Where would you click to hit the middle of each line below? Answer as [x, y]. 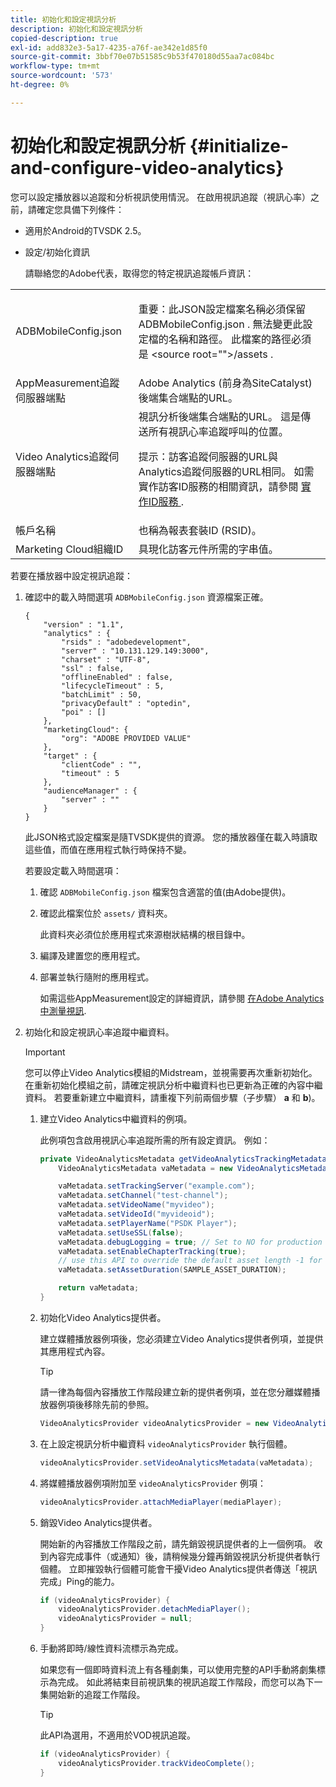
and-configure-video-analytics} [147, 167]
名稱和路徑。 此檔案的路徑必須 [240, 339]
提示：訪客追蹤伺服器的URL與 [208, 456]
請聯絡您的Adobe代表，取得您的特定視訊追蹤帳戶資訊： [139, 273]
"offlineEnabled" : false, [117, 677]
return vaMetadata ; [99, 1288]
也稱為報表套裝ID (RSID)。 [200, 530]
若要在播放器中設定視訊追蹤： [71, 575]
